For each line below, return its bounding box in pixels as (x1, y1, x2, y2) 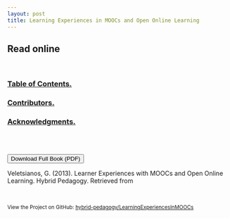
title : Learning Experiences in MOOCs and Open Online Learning (7, 17, 200, 24)
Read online (7, 43, 60, 55)
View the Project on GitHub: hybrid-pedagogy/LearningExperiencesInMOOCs (7, 204, 194, 211)
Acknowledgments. (7, 117, 76, 127)
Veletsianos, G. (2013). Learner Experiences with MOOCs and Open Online (7, 169, 224, 178)
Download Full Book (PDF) (11, 155, 81, 162)
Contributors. (7, 98, 55, 108)
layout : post (7, 10, 46, 18)
